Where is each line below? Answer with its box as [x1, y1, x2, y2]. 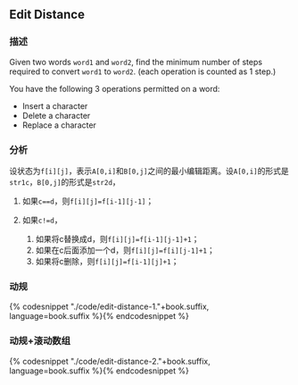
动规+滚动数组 [9, 335, 71, 347]
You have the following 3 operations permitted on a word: [9, 83, 220, 94]
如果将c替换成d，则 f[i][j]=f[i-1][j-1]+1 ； [35, 233, 200, 244]
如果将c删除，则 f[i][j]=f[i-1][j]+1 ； [35, 255, 179, 266]
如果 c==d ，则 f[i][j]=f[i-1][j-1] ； [21, 196, 154, 206]
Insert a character [21, 100, 88, 111]
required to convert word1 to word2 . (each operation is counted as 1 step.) [9, 66, 277, 77]
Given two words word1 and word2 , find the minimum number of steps [9, 56, 263, 67]
